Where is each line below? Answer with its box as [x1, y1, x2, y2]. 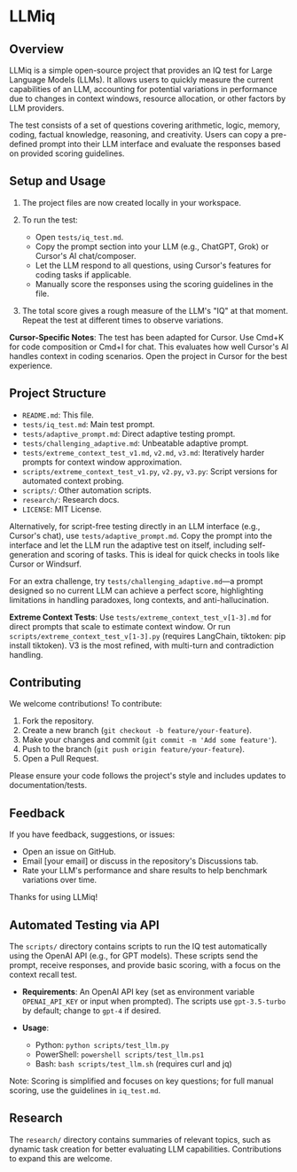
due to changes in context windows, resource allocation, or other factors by [9, 93, 286, 104]
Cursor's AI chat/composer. [35, 250, 137, 261]
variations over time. [21, 875, 98, 886]
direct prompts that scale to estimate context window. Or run [9, 621, 231, 631]
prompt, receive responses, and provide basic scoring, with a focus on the [9, 960, 281, 971]
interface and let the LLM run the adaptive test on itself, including [9, 539, 247, 551]
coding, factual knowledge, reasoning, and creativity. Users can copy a [9, 129, 270, 139]
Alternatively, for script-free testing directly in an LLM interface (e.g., [9, 520, 261, 531]
